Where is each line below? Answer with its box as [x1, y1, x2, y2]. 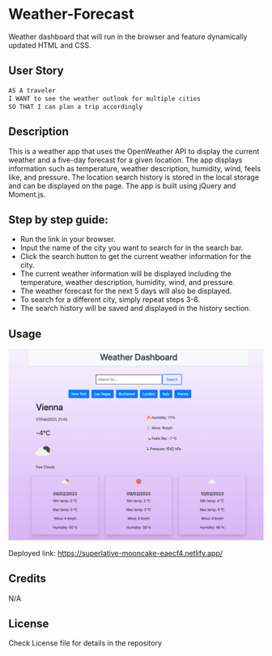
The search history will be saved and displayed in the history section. [19, 304, 251, 313]
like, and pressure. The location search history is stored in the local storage [8, 172, 260, 182]
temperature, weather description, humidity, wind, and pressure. [19, 278, 235, 287]
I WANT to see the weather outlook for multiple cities [8, 94, 201, 102]
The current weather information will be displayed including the [19, 269, 232, 278]
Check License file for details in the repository [8, 638, 163, 648]
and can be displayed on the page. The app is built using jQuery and [8, 180, 236, 191]
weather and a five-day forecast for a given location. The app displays [8, 155, 243, 165]
